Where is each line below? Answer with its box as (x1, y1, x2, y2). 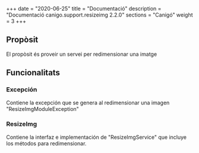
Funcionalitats (6, 68, 61, 78)
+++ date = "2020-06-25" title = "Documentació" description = (6, 5, 162, 12)
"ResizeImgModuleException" (6, 105, 79, 112)
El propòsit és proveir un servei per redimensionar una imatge (6, 50, 157, 58)
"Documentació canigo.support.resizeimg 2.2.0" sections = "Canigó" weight (6, 11, 193, 18)
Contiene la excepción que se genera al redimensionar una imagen (6, 99, 170, 106)
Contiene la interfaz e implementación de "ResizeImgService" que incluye (6, 133, 187, 141)
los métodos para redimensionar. (6, 139, 87, 147)
